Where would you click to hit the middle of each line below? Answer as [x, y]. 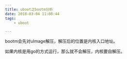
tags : [10, 18]
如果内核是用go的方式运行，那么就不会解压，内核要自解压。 [65, 51]
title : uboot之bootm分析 [29, 9]
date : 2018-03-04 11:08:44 [32, 14]
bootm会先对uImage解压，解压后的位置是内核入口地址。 [61, 41]
